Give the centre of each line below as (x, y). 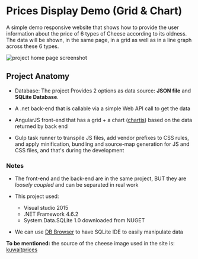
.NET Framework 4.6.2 (51, 214)
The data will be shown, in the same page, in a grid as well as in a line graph (99, 40)
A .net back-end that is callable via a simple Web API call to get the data (103, 108)
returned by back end (41, 126)
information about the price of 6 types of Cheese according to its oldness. (97, 33)
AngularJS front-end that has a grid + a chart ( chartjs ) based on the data (103, 120)
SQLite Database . (37, 97)
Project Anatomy (38, 76)
